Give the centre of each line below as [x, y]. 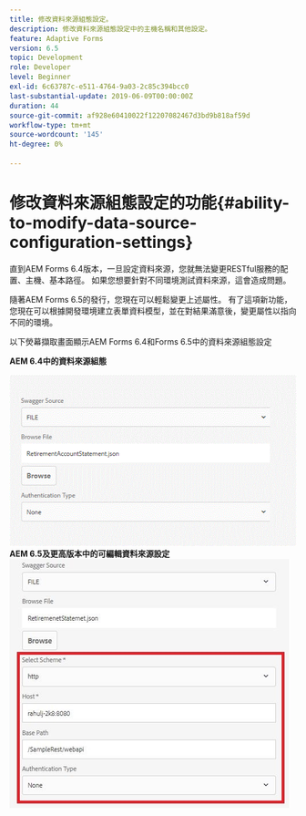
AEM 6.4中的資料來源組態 [58, 361]
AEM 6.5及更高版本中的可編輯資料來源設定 [90, 554]
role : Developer [40, 67]
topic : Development [46, 58]
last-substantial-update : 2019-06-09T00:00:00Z [102, 96]
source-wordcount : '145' [56, 135]
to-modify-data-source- [103, 223]
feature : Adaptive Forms [56, 38]
